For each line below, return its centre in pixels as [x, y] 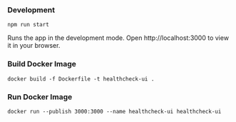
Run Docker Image [40, 96]
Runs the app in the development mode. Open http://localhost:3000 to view [118, 38]
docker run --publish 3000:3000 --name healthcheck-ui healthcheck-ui [114, 111]
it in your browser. [34, 46]
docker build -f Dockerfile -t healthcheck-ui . [81, 79]
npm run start [29, 25]
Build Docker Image [42, 64]
